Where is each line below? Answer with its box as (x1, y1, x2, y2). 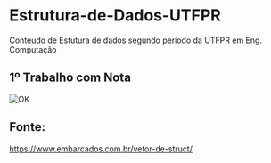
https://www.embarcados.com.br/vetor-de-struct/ (9, 143, 193, 154)
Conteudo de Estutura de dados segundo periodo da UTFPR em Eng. (9, 35, 263, 45)
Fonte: (9, 119, 46, 134)
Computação (9, 44, 57, 54)
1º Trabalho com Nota (9, 70, 132, 86)
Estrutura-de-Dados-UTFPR (9, 5, 221, 26)
